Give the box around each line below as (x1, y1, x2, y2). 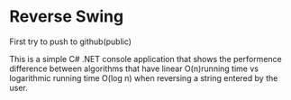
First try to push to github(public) (9, 36, 132, 47)
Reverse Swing (9, 6, 124, 27)
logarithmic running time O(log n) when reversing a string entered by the (9, 72, 278, 83)
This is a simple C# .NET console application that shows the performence (9, 53, 282, 64)
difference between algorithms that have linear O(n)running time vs (9, 63, 259, 74)
